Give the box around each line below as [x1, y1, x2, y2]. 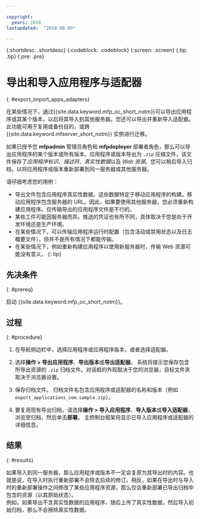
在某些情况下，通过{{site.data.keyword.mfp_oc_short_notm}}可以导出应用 [6, 108, 187, 115]
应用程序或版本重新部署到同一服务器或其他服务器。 [26, 165, 152, 173]
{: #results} [6, 456, 34, 464]
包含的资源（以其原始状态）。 [6, 491, 77, 498]
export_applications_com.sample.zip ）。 [14, 393, 114, 400]
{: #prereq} [6, 286, 34, 293]
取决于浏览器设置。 [14, 373, 62, 381]
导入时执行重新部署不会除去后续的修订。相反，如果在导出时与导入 [32, 476, 194, 483]
